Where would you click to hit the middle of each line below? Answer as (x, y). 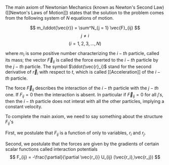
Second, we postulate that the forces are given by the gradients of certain (82, 144)
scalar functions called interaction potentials (51, 149)
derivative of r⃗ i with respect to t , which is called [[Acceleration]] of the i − (83, 72)
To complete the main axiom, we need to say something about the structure (84, 116)
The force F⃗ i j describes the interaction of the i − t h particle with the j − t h (82, 89)
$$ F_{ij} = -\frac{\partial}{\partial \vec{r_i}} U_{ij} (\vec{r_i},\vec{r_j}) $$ (85, 157)
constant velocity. (24, 106)
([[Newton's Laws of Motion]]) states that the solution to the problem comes (85, 13)
